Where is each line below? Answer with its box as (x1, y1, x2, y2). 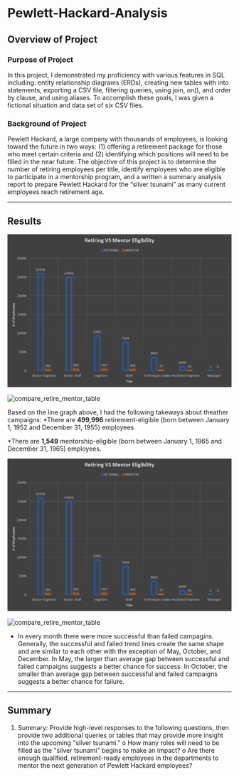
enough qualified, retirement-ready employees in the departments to (17, 754, 219, 762)
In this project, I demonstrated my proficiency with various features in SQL (7, 70, 225, 79)
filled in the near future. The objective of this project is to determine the (7, 158, 217, 166)
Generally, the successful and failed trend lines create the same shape (17, 640, 224, 648)
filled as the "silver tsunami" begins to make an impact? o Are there (17, 746, 216, 754)
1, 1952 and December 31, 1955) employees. (7, 423, 137, 432)
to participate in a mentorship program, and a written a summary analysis (7, 173, 222, 181)
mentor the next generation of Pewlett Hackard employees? (17, 761, 193, 769)
